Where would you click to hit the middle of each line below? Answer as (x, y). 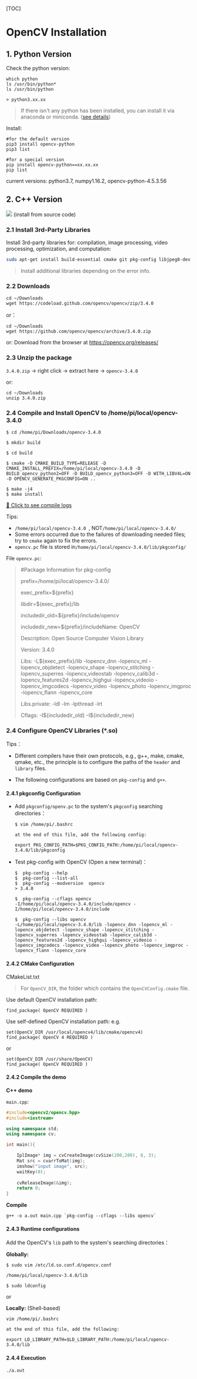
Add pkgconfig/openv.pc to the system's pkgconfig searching (89, 807)
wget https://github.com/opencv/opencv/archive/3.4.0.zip (79, 332)
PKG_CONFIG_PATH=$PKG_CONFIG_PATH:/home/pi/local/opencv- (106, 845)
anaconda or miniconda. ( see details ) (66, 117)
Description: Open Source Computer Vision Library (82, 638)
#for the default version (38, 139)
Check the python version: (38, 68)
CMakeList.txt (23, 977)
